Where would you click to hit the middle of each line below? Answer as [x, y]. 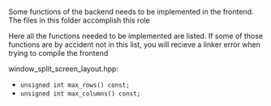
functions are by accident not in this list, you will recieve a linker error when [135, 45]
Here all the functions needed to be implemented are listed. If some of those [136, 36]
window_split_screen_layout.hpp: [64, 69]
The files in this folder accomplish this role [79, 20]
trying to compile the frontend [58, 53]
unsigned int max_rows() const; [75, 85]
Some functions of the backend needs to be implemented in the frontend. [131, 12]
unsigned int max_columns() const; [80, 94]
